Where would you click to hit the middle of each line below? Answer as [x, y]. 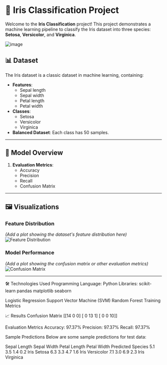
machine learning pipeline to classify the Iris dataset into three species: [78, 29]
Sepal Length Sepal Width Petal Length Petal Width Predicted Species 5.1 [80, 347]
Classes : [21, 111]
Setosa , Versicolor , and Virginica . [41, 34]
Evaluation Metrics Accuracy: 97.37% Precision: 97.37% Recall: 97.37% [78, 327]
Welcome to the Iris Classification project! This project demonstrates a [78, 24]
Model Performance [30, 253]
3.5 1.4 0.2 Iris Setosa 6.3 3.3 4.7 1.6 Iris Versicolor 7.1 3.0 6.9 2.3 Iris [75, 352]
